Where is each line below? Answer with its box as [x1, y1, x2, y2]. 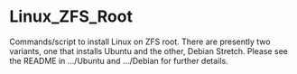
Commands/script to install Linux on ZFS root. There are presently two [9, 36, 271, 47]
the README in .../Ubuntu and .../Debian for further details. [9, 55, 228, 66]
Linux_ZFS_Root [9, 6, 134, 27]
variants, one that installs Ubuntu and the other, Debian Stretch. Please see [9, 45, 289, 56]
